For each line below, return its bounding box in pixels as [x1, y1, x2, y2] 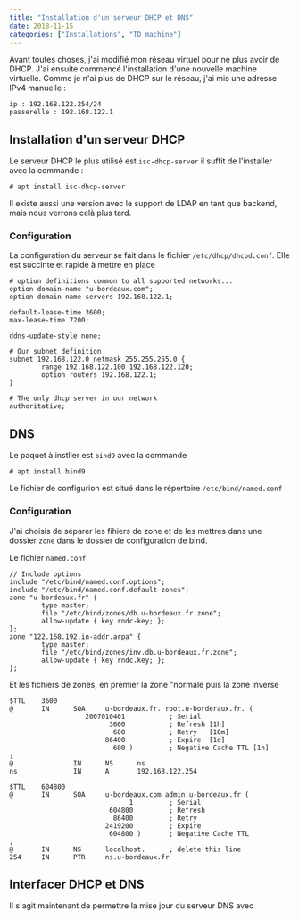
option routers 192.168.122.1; [41, 371, 158, 380]
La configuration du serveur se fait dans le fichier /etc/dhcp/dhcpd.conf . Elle [9, 250, 290, 261]
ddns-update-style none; [9, 331, 102, 340]
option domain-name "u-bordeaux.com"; [9, 285, 154, 294]
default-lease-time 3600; [9, 308, 105, 317]
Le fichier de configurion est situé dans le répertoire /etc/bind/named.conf [9, 483, 283, 494]
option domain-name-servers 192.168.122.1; [9, 292, 174, 302]
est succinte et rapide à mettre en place [9, 260, 156, 271]
